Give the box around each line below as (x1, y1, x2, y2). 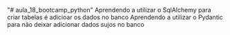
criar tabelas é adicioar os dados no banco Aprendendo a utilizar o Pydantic (7, 13, 223, 21)
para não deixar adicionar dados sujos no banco (7, 21, 145, 28)
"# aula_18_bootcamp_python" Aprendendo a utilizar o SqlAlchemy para (7, 6, 212, 14)
